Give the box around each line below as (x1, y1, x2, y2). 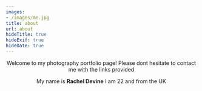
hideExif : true (5, 37, 44, 43)
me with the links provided (68, 66, 135, 73)
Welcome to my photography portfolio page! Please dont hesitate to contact (6, 59, 197, 67)
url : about (5, 25, 33, 32)
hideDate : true (5, 43, 44, 49)
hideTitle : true (5, 32, 47, 38)
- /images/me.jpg (5, 15, 50, 21)
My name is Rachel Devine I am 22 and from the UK (36, 77, 166, 85)
